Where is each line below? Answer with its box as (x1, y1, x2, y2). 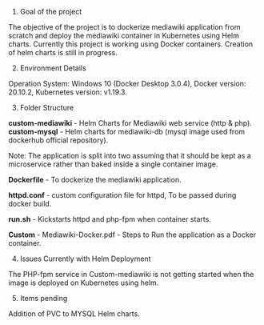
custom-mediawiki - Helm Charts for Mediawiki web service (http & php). (8, 118, 252, 127)
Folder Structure (19, 103, 74, 112)
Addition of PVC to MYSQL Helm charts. (8, 309, 140, 319)
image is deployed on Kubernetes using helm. (8, 278, 159, 287)
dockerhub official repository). (8, 135, 109, 145)
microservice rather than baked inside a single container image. (8, 159, 218, 169)
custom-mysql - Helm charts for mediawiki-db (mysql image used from (8, 127, 246, 136)
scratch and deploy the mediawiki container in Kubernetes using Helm (8, 31, 240, 40)
